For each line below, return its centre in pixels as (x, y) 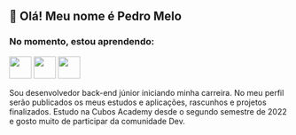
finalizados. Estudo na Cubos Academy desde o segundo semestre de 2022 (148, 111)
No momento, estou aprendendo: (82, 42)
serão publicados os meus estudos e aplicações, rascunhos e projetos (138, 102)
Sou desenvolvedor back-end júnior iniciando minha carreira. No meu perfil (147, 92)
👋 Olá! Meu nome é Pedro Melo (95, 16)
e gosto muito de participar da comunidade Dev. (97, 121)
